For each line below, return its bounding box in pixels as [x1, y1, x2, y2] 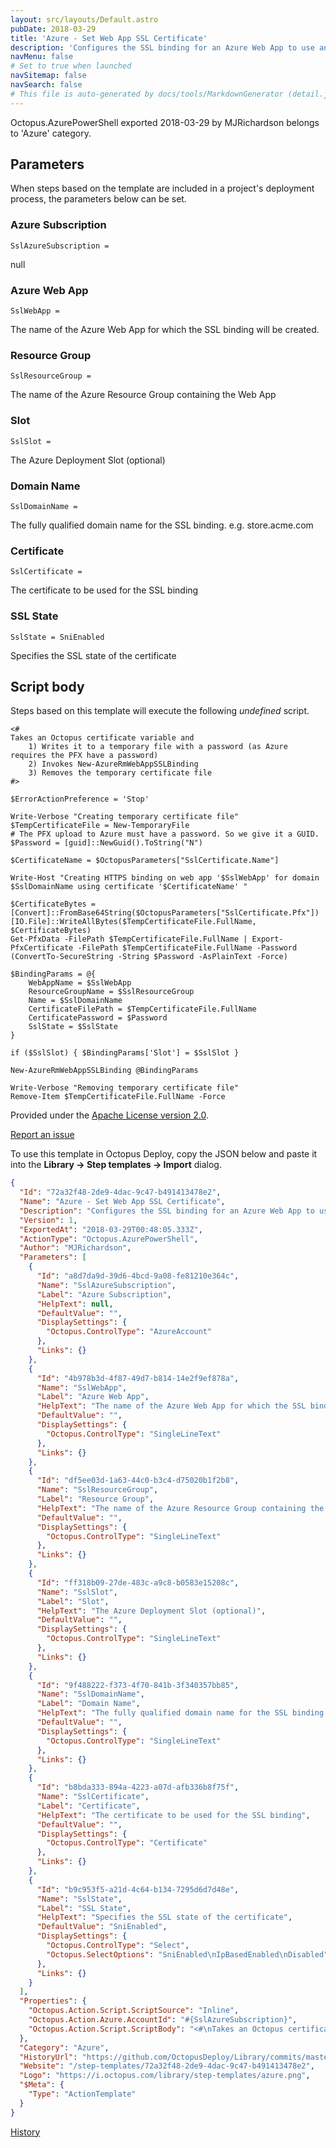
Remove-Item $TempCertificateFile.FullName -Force [10, 1092, 226, 1102]
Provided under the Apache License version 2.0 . [10, 1109, 210, 1121]
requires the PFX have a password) [10, 751, 159, 761]
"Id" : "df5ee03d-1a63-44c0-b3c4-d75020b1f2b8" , [36, 1476, 240, 1486]
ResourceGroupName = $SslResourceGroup [28, 987, 195, 997]
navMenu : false [10, 52, 74, 62]
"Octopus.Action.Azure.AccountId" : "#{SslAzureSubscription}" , [28, 2015, 298, 2025]
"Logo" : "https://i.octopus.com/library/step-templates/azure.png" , [19, 2071, 311, 2081]
